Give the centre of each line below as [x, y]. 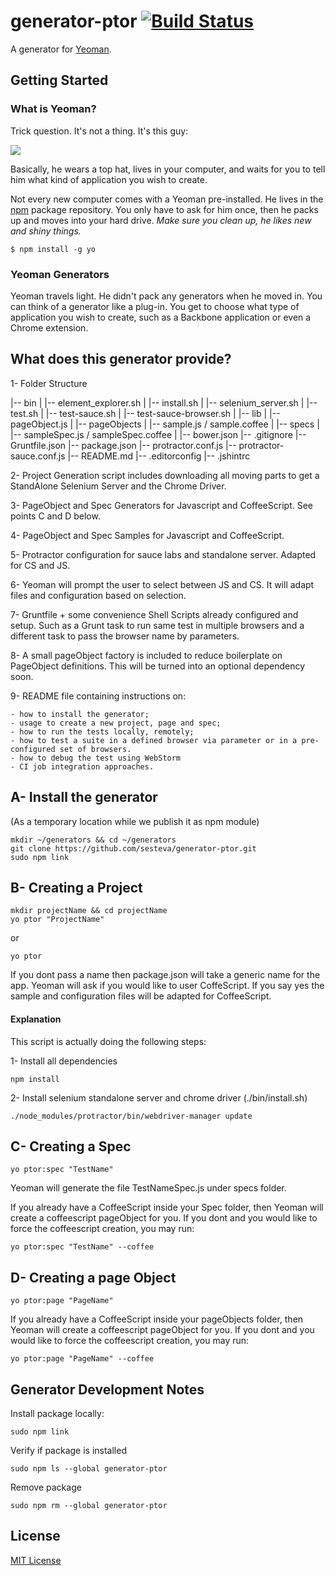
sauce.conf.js [38, 456]
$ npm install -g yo [53, 249]
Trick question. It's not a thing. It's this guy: [99, 131]
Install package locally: [57, 1413]
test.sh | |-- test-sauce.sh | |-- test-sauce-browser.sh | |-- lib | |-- [145, 413]
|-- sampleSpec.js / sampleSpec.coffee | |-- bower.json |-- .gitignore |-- [158, 434]
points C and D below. [55, 516]
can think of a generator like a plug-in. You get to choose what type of [155, 306]
